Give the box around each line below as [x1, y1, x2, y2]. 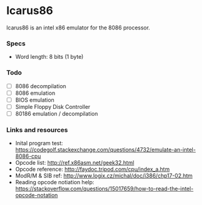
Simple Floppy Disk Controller [15, 103, 91, 110]
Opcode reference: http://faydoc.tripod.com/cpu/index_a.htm [15, 166, 170, 173]
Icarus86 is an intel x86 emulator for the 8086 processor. [6, 24, 151, 31]
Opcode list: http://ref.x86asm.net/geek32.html [15, 159, 135, 166]
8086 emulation [15, 89, 56, 97]
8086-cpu [15, 152, 41, 160]
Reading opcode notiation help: [15, 179, 95, 186]
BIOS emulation [15, 96, 54, 103]
